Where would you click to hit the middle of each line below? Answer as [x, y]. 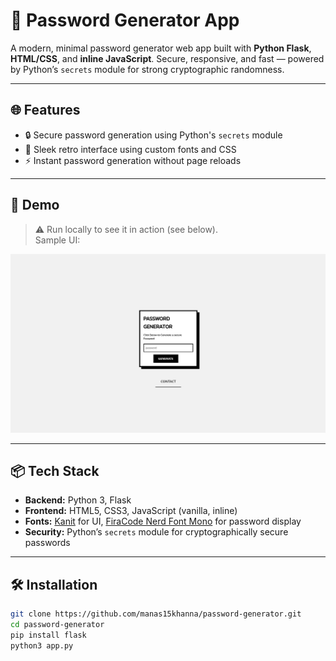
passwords [47, 543]
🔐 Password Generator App [125, 20]
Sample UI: [57, 240]
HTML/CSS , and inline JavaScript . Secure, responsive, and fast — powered [167, 58]
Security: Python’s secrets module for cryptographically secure [156, 532]
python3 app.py [42, 645]
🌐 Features [45, 110]
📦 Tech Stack [55, 470]
